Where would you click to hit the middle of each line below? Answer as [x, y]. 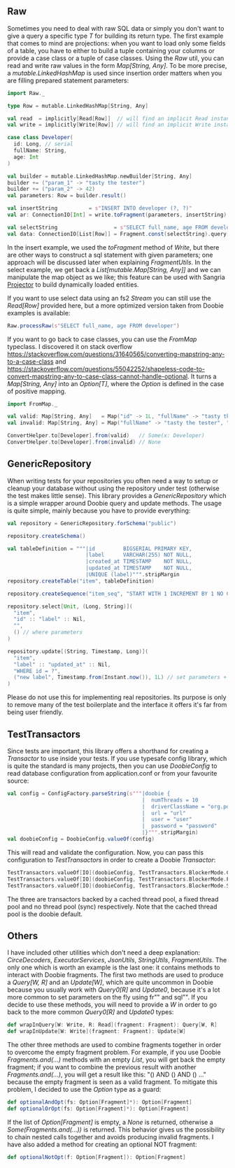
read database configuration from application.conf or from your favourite [112, 773]
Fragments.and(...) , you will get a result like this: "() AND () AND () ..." [107, 1075]
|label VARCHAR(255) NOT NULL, [138, 555]
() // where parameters [48, 632]
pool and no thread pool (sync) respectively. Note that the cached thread [112, 906]
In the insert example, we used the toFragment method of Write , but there [113, 247]
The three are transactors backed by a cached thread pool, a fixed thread [113, 899]
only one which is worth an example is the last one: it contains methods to [114, 967]
